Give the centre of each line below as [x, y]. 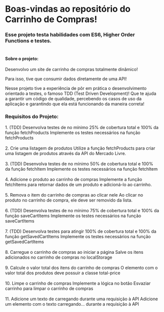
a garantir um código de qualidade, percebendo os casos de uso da [73, 99]
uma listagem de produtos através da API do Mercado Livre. [66, 153]
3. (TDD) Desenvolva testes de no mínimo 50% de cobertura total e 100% [79, 164]
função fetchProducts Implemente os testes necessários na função [73, 133]
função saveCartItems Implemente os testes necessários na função [73, 216]
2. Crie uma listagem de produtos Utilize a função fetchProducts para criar [80, 148]
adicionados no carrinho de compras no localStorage [59, 257]
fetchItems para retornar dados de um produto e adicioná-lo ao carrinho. [79, 184]
